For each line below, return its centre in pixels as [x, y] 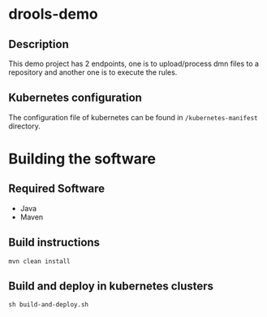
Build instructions [54, 243]
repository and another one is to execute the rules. [93, 72]
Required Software [57, 189]
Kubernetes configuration [75, 98]
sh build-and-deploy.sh [49, 305]
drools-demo [54, 14]
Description [39, 44]
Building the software [82, 158]
